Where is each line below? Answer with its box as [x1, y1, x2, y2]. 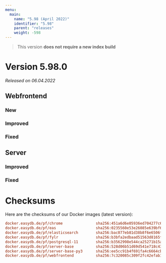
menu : [5, 7, 16, 12]
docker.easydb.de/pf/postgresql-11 [5, 239, 79, 244]
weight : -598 [14, 30, 41, 35]
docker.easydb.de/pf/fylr [5, 235, 58, 240]
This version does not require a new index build [17, 44, 116, 50]
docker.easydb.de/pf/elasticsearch [5, 230, 79, 235]
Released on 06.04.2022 [5, 77, 56, 83]
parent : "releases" [14, 26, 54, 31]
